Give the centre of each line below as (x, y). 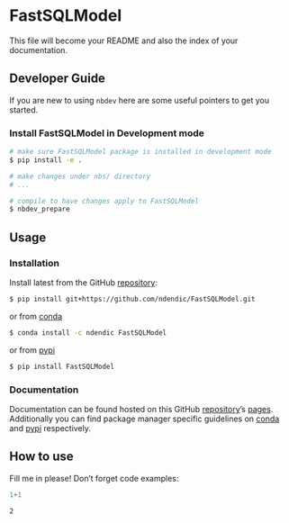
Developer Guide (58, 79)
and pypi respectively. (50, 428)
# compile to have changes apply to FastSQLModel (104, 201)
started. (24, 110)
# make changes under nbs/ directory (80, 176)
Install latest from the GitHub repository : (83, 282)
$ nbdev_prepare (40, 209)
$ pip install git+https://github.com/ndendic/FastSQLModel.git (132, 299)
